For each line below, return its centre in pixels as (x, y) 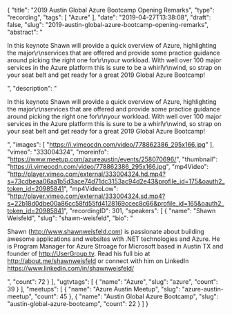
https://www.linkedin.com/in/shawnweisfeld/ (71, 268)
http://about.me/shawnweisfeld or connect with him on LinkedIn (98, 261)
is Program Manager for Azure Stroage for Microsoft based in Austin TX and (115, 246)
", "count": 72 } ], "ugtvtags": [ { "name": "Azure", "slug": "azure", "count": (113, 282)
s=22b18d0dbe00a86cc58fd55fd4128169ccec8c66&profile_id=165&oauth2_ (116, 203)
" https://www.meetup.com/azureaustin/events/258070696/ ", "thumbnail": (113, 159)
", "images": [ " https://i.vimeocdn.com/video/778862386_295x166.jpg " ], (110, 144)
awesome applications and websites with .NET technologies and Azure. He (114, 239)
